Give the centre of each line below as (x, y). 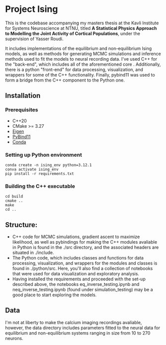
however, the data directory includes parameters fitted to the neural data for (83, 328)
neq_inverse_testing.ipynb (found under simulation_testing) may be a (83, 290)
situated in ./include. (33, 253)
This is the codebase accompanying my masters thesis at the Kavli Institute (82, 23)
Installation (23, 96)
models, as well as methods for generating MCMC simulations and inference (83, 54)
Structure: (21, 225)
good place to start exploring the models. (54, 295)
